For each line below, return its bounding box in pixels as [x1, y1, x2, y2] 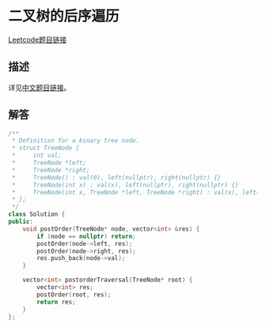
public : [8, 218, 34, 226]
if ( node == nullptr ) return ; [36, 232, 136, 240]
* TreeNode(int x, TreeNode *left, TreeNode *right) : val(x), [11, 188, 239, 196]
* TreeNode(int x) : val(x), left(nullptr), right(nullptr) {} [11, 181, 239, 189]
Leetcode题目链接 [8, 35, 67, 44]
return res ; [36, 298, 77, 306]
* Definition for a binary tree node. [11, 137, 140, 145]
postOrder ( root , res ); [36, 290, 112, 299]
